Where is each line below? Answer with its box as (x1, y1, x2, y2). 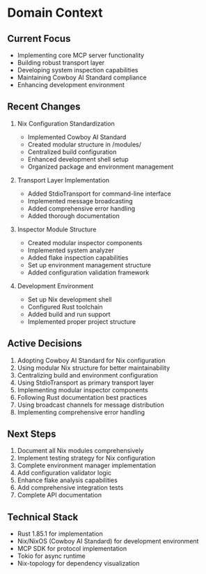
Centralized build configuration (27, 148, 117, 156)
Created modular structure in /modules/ (27, 140, 141, 148)
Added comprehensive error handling (27, 204, 136, 212)
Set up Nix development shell (27, 295, 112, 304)
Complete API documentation (17, 491, 102, 499)
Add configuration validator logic (17, 469, 112, 477)
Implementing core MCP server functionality (17, 51, 145, 59)
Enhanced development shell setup (27, 155, 129, 163)
